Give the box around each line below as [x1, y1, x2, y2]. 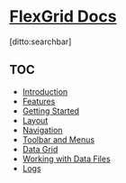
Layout [22, 114, 49, 125]
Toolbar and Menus [22, 133, 95, 145]
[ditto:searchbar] [9, 36, 72, 47]
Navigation [22, 124, 63, 135]
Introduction [22, 86, 68, 96]
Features [22, 96, 56, 106]
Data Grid [22, 143, 58, 154]
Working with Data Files [22, 153, 111, 164]
